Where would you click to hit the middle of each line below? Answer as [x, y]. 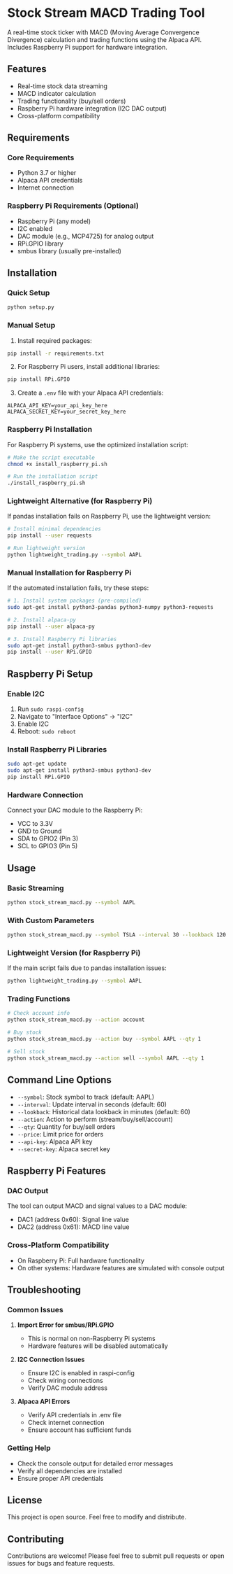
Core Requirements [41, 157]
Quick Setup [29, 293]
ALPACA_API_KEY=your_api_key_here [58, 406]
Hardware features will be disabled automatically [98, 1346]
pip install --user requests [50, 536]
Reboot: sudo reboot [47, 731]
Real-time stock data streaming [62, 86]
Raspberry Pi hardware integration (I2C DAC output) [92, 108]
